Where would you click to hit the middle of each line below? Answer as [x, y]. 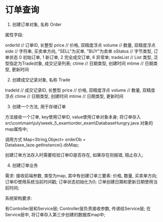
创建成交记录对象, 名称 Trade [41, 80]
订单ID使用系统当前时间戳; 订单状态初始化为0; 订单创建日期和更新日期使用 [79, 182]
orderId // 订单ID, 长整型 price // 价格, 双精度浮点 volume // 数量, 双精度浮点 [80, 45]
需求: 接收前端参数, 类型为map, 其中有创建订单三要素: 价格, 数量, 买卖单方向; [81, 175]
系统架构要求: [19, 198]
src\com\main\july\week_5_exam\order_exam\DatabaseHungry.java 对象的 [79, 123]
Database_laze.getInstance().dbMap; [42, 145]
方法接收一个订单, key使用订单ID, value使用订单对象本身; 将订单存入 [73, 117]
